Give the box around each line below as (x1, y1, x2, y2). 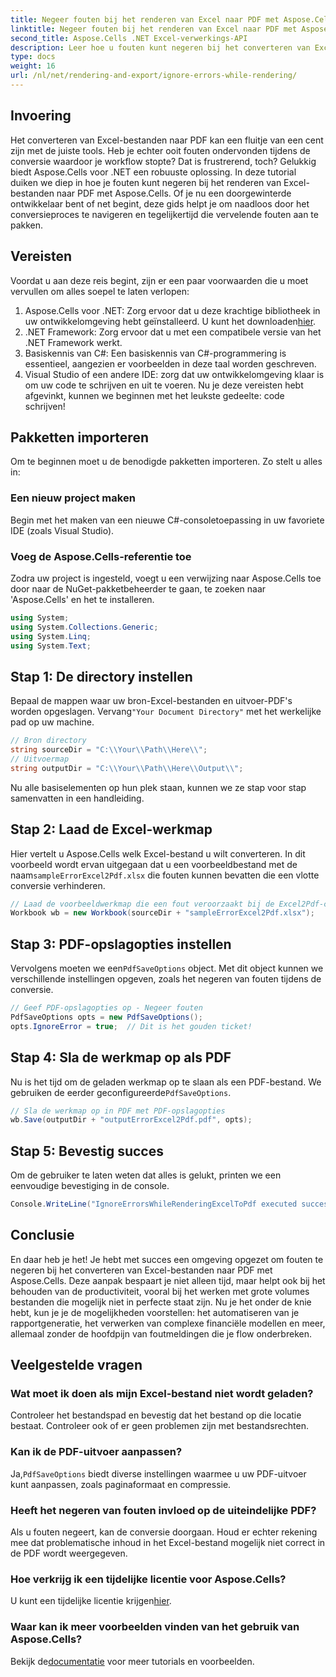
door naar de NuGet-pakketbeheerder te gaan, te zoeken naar (10, 582, 267, 595)
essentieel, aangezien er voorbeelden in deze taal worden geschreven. (24, 357, 317, 370)
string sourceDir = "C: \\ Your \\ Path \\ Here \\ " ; (10, 745, 208, 755)
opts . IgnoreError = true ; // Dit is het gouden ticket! (10, 1021, 253, 1031)
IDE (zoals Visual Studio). (10, 524, 115, 536)
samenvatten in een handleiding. (10, 792, 145, 804)
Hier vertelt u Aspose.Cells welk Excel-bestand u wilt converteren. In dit (10, 847, 306, 860)
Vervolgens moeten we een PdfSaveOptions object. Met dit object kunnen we (10, 962, 324, 975)
